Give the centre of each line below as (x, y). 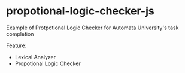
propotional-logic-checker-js (80, 11)
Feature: (16, 45)
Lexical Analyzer (35, 57)
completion (20, 34)
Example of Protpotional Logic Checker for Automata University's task (92, 28)
